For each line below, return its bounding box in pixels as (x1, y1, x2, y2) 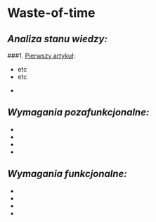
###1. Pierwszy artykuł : (7, 51, 76, 60)
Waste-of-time (7, 5, 96, 21)
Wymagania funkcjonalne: (7, 168, 128, 180)
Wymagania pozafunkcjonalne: (7, 107, 150, 119)
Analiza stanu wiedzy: (7, 33, 108, 45)
